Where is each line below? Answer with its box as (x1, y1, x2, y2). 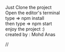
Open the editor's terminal (5, 10, 60, 16)
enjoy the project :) (5, 26, 45, 32)
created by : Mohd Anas (5, 32, 56, 37)
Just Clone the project (5, 5, 52, 10)
